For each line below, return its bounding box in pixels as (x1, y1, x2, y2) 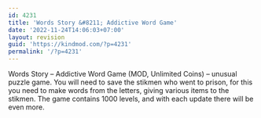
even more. (8, 102, 45, 112)
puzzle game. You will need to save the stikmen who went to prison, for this (8, 77, 253, 87)
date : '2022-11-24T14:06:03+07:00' (8, 26, 125, 34)
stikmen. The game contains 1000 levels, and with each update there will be (8, 95, 254, 103)
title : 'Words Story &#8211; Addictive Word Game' (8, 19, 178, 27)
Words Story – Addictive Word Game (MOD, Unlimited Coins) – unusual (8, 70, 237, 78)
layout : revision (8, 33, 65, 41)
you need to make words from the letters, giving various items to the (8, 86, 230, 95)
